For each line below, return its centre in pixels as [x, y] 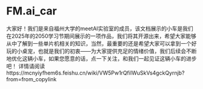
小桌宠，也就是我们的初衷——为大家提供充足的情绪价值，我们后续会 [101, 51]
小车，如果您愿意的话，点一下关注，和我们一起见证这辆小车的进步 [114, 58]
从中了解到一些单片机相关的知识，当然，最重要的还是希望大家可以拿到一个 [99, 43]
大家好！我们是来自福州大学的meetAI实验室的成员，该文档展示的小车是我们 [100, 28]
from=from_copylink [31, 79]
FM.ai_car [32, 11]
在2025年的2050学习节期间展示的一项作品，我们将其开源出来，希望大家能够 [101, 36]
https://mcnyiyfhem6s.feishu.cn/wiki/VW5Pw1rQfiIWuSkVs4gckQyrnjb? [95, 73]
